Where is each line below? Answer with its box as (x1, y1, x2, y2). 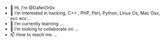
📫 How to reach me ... (10, 31, 57, 37)
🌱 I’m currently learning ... (10, 20, 64, 26)
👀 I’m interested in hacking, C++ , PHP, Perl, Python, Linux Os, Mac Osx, (10, 10, 160, 16)
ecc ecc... (10, 15, 31, 21)
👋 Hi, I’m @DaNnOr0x (10, 5, 55, 10)
